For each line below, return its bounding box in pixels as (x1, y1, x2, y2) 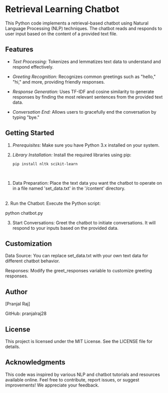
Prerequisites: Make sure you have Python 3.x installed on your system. (12, 142, 160, 148)
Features (5, 45, 33, 54)
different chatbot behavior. (5, 258, 60, 264)
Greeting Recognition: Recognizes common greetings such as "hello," (12, 74, 156, 80)
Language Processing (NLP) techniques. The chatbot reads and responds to (5, 25, 162, 31)
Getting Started (5, 129, 54, 137)
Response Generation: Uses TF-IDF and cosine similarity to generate (12, 89, 154, 95)
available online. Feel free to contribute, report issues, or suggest (5, 376, 139, 382)
